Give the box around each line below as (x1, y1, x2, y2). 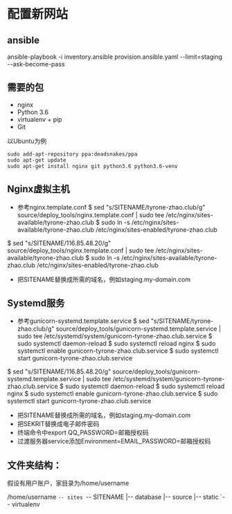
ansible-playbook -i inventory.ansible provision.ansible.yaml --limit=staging (7, 53, 223, 61)
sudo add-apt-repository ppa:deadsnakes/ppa (7, 150, 138, 158)
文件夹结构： (7, 459, 62, 471)
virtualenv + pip (17, 115, 62, 123)
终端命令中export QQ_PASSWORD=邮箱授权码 (17, 428, 149, 437)
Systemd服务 (7, 297, 65, 309)
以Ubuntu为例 (7, 136, 47, 145)
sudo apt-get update (7, 156, 67, 163)
